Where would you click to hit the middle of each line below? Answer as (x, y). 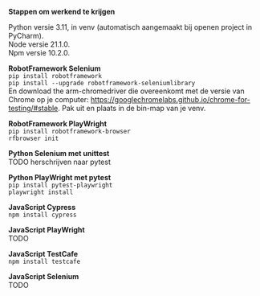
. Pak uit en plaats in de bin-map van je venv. (132, 108)
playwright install (41, 192)
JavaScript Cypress (42, 207)
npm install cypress (43, 215)
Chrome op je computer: (49, 99)
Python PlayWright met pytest (60, 177)
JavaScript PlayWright (47, 230)
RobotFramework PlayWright (57, 123)
